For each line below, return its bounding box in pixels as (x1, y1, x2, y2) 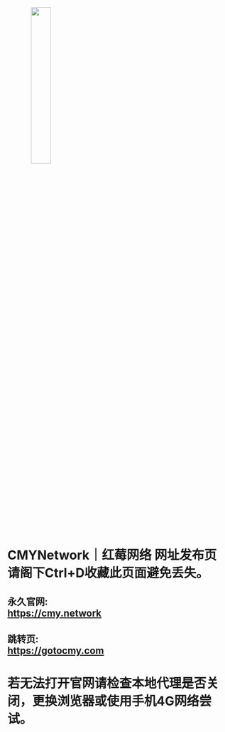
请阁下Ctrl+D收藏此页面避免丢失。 (7, 565, 209, 581)
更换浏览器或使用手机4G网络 (32, 694, 199, 709)
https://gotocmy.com (7, 644, 104, 657)
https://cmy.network (7, 607, 101, 619)
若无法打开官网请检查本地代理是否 (7, 676, 207, 691)
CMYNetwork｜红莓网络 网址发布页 (7, 548, 217, 563)
